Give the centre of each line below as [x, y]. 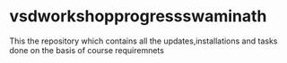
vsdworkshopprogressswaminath [138, 16]
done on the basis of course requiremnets [87, 50]
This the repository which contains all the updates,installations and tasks [143, 41]
